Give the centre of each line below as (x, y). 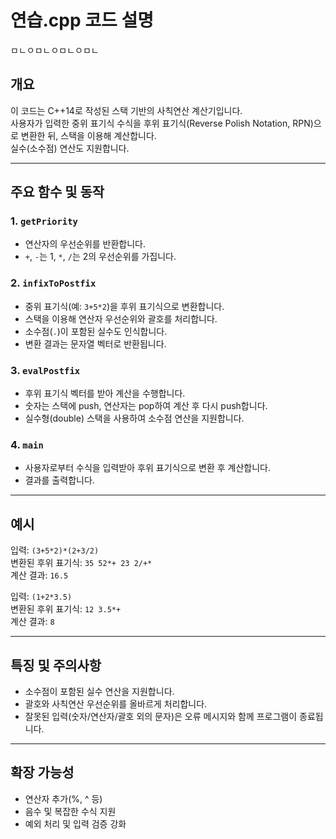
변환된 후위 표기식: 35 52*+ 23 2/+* (81, 563)
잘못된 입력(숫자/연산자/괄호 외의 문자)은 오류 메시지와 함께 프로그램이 (161, 716)
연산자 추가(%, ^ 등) (63, 798)
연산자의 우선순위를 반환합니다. (85, 244)
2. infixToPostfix (53, 283)
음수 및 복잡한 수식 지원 (70, 811)
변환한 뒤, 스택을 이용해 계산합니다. (88, 135)
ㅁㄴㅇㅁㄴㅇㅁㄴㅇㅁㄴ (55, 50)
